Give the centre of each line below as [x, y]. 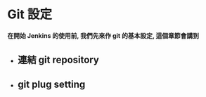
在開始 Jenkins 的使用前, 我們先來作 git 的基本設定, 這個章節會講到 [103, 35]
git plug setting [51, 84]
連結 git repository [58, 60]
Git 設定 [30, 14]
